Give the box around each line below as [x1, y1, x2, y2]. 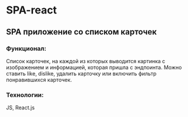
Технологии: [6, 91, 44, 99]
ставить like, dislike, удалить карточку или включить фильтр [6, 70, 157, 77]
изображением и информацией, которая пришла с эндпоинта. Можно [6, 64, 182, 71]
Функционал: [6, 44, 47, 53]
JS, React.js [6, 104, 35, 111]
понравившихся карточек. [6, 76, 72, 83]
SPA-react [6, 4, 57, 17]
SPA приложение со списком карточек [6, 27, 157, 37]
